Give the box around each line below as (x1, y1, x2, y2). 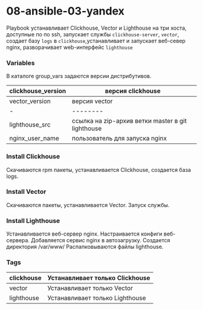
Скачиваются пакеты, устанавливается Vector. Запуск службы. (6, 201, 170, 208)
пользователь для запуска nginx (71, 134, 167, 143)
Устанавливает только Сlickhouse (47, 274, 150, 282)
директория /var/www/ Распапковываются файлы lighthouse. (6, 243, 164, 251)
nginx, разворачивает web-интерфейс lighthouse (6, 44, 133, 51)
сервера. (6, 237, 30, 244)
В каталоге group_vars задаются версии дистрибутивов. (6, 73, 152, 80)
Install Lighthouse (6, 216, 60, 225)
